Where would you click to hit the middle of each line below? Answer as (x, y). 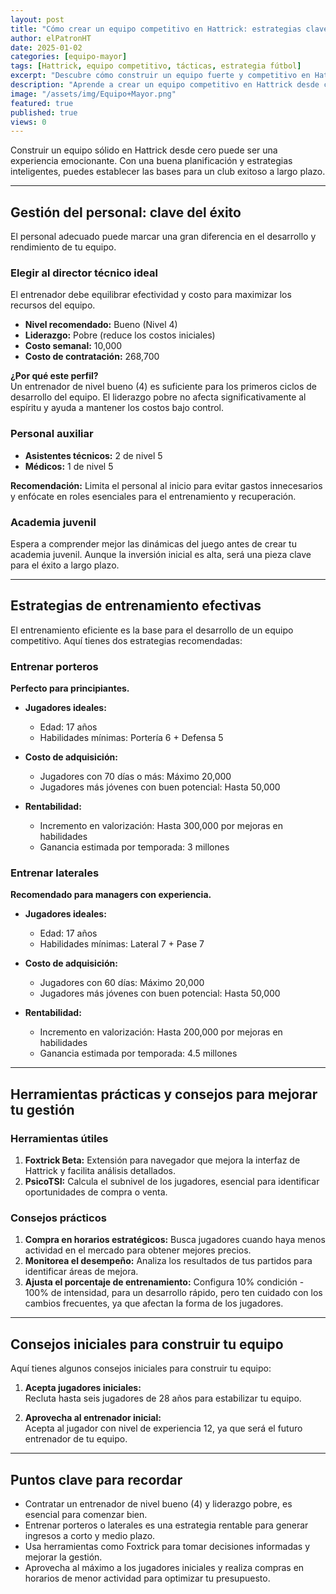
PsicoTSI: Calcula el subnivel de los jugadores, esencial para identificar (172, 1182)
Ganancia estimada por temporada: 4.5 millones (138, 1053)
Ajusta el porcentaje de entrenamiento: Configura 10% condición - (164, 1282)
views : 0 (28, 122)
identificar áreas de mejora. (81, 1272)
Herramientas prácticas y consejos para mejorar (164, 1094)
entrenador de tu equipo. (76, 1439)
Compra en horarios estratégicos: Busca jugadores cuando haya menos (175, 1240)
